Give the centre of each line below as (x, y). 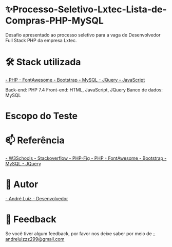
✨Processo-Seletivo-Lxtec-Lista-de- (86, 9)
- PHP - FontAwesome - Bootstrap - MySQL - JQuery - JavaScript (75, 80)
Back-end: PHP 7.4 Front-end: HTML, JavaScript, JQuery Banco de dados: (84, 90)
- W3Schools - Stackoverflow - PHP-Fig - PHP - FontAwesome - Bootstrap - (86, 158)
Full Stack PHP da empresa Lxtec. (41, 40)
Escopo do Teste (42, 116)
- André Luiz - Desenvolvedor (37, 198)
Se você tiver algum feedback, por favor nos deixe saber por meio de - (80, 233)
